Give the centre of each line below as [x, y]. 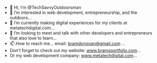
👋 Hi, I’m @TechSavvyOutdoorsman [45, 7]
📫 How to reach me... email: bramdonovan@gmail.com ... [67, 44]
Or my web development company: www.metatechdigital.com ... [73, 56]
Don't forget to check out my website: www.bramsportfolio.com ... [75, 50]
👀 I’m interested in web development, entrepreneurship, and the [73, 13]
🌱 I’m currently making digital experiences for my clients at [68, 23]
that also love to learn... [33, 38]
